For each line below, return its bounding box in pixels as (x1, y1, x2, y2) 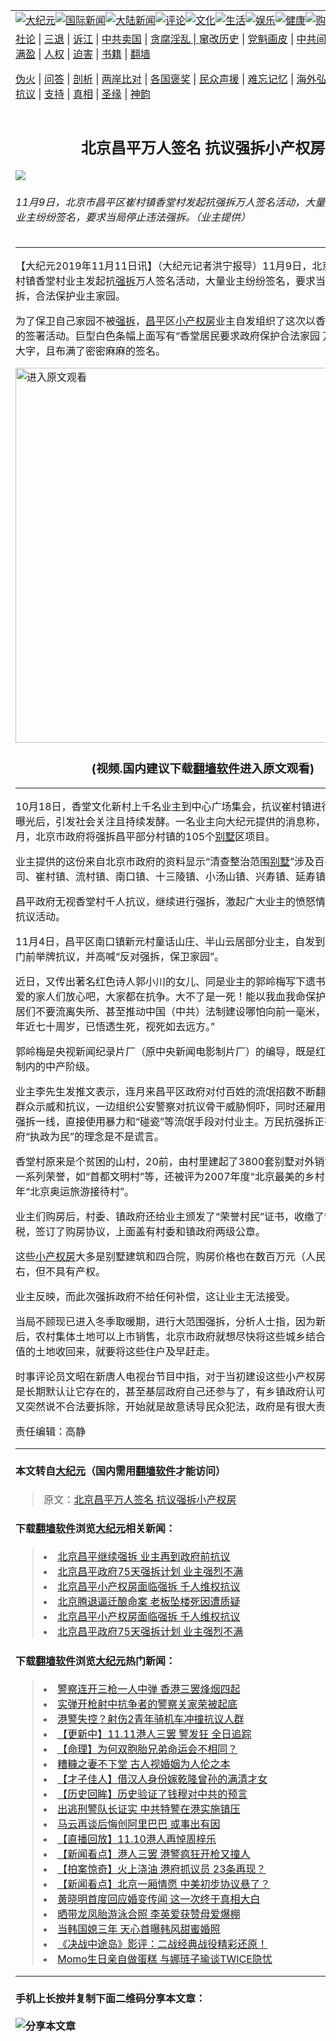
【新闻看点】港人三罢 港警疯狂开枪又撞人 (57, 1847, 251, 1861)
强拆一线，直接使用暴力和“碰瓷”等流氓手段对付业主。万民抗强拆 (15, 1115, 315, 1129)
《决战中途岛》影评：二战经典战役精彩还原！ (57, 1937, 268, 1951)
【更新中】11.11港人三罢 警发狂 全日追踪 (57, 1727, 252, 1741)
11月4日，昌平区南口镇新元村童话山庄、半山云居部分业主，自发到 (15, 935, 326, 949)
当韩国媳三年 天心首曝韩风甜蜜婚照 (57, 1922, 221, 1936)
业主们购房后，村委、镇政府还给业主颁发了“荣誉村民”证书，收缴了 (15, 1210, 325, 1224)
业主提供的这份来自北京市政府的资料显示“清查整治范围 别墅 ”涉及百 (15, 855, 325, 869)
